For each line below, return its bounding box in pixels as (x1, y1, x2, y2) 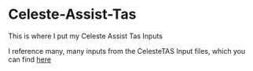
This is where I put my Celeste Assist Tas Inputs (8, 31, 163, 41)
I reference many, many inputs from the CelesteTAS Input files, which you (8, 46, 246, 55)
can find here (8, 55, 52, 64)
